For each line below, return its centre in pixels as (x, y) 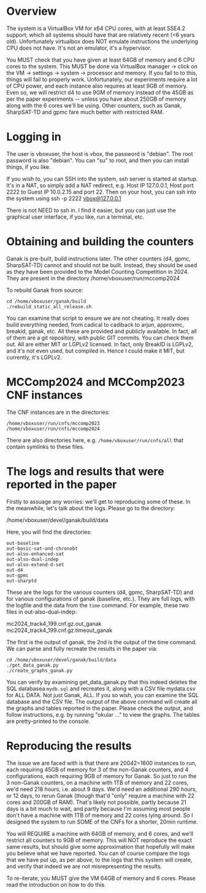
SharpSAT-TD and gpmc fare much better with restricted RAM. (85, 112)
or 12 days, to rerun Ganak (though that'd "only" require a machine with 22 (101, 795)
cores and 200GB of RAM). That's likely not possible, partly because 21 (97, 802)
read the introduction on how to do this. (56, 884)
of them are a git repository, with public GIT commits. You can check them (100, 337)
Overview (32, 11)
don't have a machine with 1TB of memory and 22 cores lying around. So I (100, 815)
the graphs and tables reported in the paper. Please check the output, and (100, 708)
